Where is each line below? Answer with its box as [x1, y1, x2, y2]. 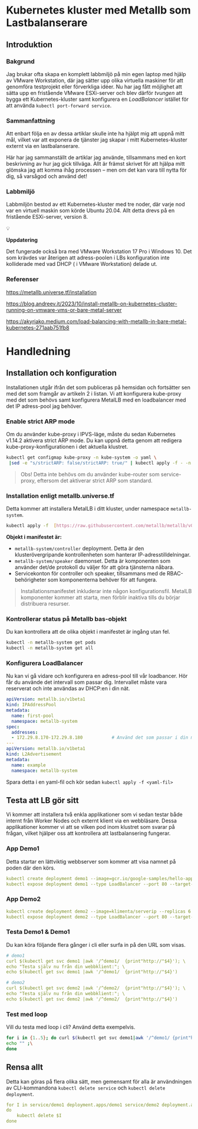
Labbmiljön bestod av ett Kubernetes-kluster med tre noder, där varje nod [6, 201, 185, 208]
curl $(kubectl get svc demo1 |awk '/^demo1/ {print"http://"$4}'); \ [6, 958, 186, 964]
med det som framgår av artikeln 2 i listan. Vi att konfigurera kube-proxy [6, 390, 181, 397]
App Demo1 [6, 844, 39, 852]
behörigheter [14, 576, 47, 583]
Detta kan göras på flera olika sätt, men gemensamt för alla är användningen [6, 1078, 192, 1085]
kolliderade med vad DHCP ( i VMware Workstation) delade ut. [6, 261, 158, 268]
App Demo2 [6, 895, 41, 903]
